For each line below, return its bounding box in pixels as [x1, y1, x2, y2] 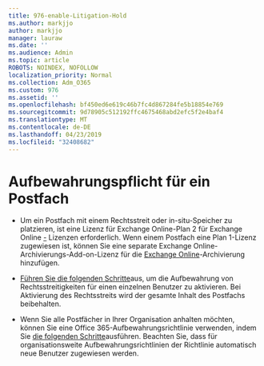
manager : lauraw [8, 34, 62, 42]
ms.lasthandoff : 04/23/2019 [8, 130, 102, 138]
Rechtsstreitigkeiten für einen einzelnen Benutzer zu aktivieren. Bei [19, 282, 242, 292]
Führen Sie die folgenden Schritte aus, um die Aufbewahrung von [19, 273, 234, 284]
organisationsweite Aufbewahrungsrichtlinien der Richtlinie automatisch [19, 340, 257, 350]
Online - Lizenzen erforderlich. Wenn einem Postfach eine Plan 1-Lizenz [19, 233, 257, 242]
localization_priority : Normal [8, 71, 113, 79]
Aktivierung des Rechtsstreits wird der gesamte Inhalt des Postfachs [19, 291, 246, 300]
